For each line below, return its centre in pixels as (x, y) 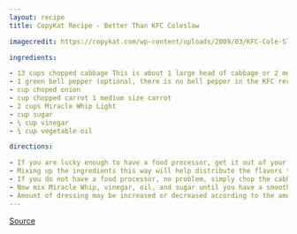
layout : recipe (37, 17)
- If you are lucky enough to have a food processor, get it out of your (148, 163)
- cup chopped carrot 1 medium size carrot (91, 98)
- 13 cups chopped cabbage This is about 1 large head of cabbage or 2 (144, 73)
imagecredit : (33, 42)
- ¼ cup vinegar (39, 123)
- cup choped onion (45, 90)
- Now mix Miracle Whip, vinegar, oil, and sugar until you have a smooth (150, 187)
